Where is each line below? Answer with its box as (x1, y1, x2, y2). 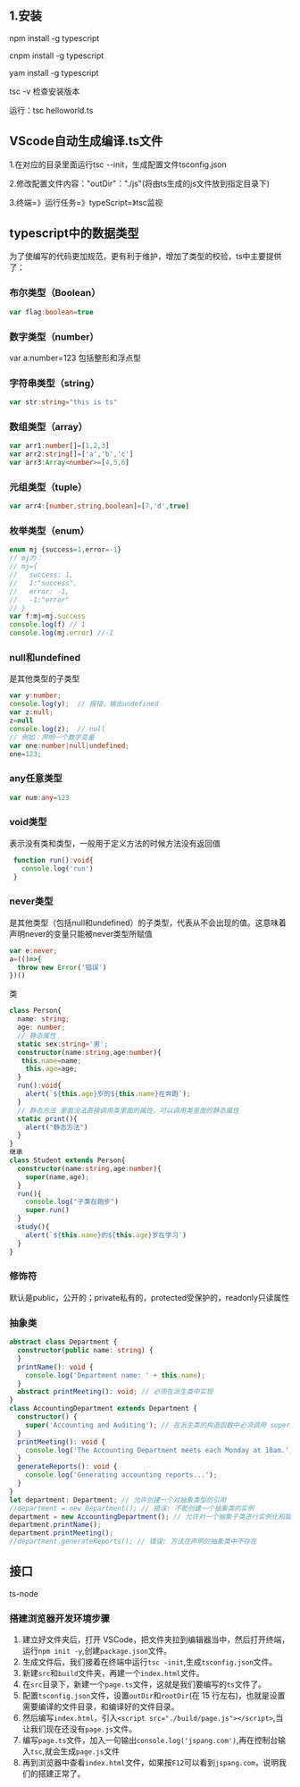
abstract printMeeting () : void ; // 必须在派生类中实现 (17, 1387, 213, 1396)
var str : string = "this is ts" (9, 398, 118, 407)
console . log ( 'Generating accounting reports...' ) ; (25, 1471, 218, 1479)
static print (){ (17, 1114, 78, 1124)
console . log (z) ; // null (9, 724, 105, 733)
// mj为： (9, 553, 43, 563)
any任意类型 (9, 772, 62, 785)
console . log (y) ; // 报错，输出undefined (9, 700, 159, 709)
